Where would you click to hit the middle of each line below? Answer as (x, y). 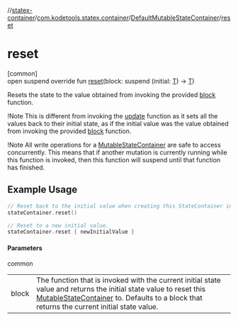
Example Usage (42, 190)
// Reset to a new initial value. (58, 225)
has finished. (26, 167)
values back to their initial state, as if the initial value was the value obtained (118, 123)
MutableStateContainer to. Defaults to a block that (120, 298)
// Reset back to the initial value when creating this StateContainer (115, 206)
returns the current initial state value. (97, 307)
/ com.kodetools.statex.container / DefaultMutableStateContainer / (128, 18)
